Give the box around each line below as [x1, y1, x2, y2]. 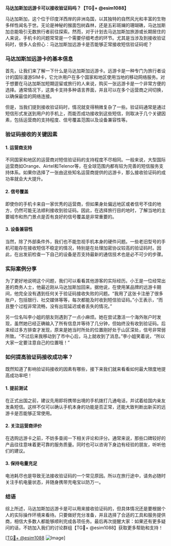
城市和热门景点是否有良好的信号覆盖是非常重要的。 [9, 214, 117, 220]
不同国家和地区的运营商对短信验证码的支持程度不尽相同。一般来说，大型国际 [5, 157, 166, 163]
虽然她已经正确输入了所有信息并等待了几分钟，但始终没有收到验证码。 [14, 321, 161, 327]
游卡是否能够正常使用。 [5, 410, 54, 416]
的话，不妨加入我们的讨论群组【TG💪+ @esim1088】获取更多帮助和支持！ [9, 525, 163, 531]
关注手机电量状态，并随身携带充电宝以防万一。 [5, 479, 103, 485]
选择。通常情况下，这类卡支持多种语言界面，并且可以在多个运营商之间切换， [5, 87, 166, 93]
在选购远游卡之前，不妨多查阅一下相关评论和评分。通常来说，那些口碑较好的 [5, 435, 166, 441]
